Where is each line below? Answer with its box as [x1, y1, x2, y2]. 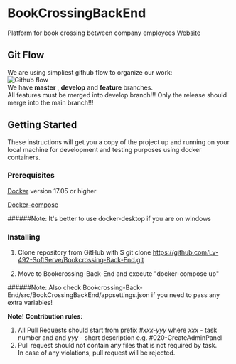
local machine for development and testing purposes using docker [7, 145, 202, 154]
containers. [7, 153, 41, 161]
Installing [7, 232, 41, 242]
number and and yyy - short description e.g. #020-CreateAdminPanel [17, 333, 222, 342]
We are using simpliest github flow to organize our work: [7, 68, 173, 76]
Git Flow [7, 49, 45, 61]
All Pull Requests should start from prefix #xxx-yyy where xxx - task [17, 326, 218, 335]
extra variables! [7, 299, 53, 307]
